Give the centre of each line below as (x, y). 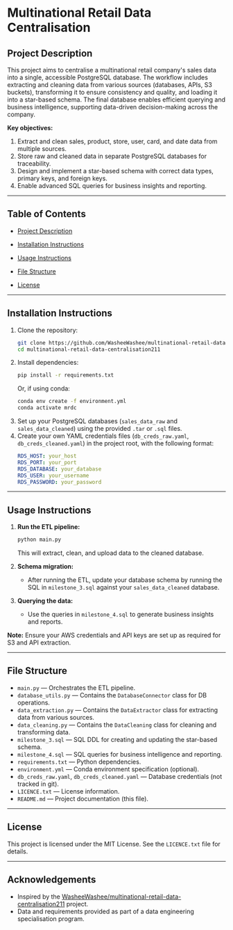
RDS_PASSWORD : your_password (59, 482)
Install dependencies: (48, 363)
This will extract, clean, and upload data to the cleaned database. (111, 553)
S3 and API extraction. (39, 643)
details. (18, 851)
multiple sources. (42, 149)
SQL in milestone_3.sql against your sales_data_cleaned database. (123, 588)
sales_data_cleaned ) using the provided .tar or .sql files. (100, 428)
